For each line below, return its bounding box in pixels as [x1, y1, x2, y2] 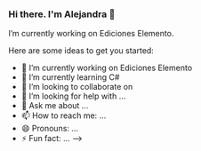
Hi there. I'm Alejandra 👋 [8, 8, 116, 20]
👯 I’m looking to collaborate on [20, 82, 133, 92]
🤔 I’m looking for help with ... [20, 91, 126, 101]
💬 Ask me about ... [20, 100, 89, 111]
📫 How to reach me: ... [20, 110, 107, 121]
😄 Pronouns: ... [20, 123, 79, 134]
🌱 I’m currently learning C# [20, 72, 120, 83]
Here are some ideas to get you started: [8, 45, 155, 56]
